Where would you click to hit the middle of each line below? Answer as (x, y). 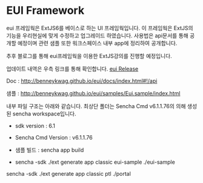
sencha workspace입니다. (45, 114)
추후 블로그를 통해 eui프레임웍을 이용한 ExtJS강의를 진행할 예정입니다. (89, 56)
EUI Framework (45, 11)
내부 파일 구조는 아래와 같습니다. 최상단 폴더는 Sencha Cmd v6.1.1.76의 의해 (96, 106)
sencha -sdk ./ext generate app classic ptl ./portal (69, 173)
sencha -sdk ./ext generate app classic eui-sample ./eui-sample (95, 162)
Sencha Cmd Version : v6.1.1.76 (54, 137)
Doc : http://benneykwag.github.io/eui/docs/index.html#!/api (82, 81)
